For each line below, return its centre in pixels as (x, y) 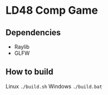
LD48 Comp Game (52, 10)
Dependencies (33, 33)
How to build (30, 72)
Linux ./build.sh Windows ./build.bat (54, 86)
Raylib (22, 47)
